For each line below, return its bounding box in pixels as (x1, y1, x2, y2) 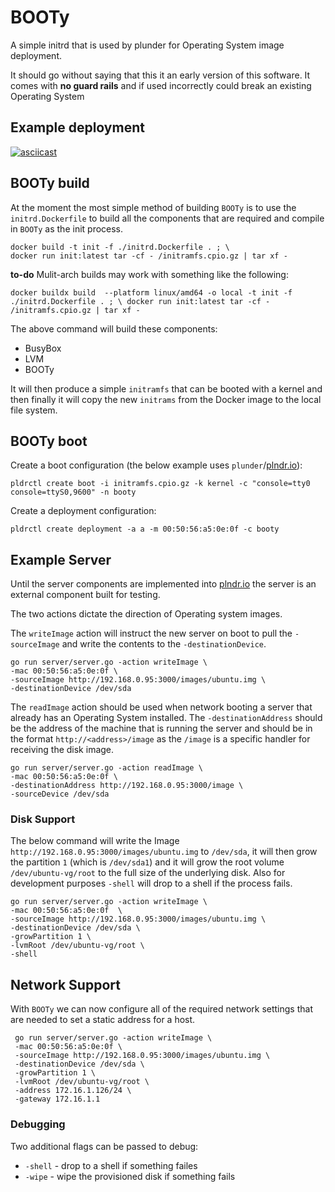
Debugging (10, 1117, 66, 1131)
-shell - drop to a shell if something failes (24, 1159, 198, 1171)
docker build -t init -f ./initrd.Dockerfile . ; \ (10, 242, 230, 252)
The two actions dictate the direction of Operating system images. (10, 608, 283, 620)
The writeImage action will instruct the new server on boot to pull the (10, 627, 293, 640)
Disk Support (10, 812, 76, 826)
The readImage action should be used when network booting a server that (10, 701, 313, 713)
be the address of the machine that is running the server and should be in (10, 722, 313, 735)
